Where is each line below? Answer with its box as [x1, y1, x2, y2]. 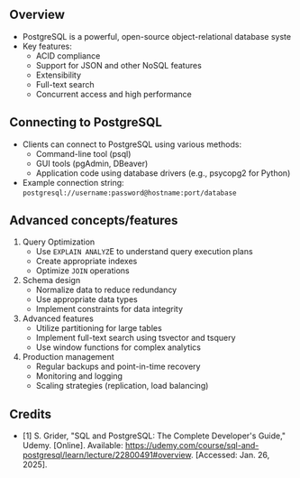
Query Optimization [22, 236, 95, 247]
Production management [22, 352, 114, 363]
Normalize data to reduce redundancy [35, 284, 177, 296]
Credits [9, 406, 52, 422]
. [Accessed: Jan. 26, [190, 450, 270, 461]
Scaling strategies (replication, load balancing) [35, 381, 209, 391]
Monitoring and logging [35, 371, 123, 381]
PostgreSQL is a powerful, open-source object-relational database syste [22, 31, 291, 41]
